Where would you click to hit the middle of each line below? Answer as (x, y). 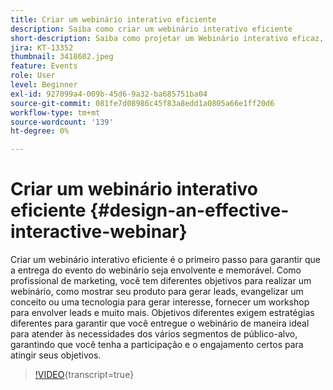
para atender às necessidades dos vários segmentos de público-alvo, (154, 334)
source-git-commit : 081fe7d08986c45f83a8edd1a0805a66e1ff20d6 (142, 103)
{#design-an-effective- (189, 210)
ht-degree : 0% (40, 131)
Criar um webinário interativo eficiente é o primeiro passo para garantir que (165, 260)
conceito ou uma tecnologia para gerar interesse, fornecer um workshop (160, 302)
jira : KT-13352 (42, 47)
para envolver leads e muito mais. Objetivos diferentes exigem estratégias (162, 313)
